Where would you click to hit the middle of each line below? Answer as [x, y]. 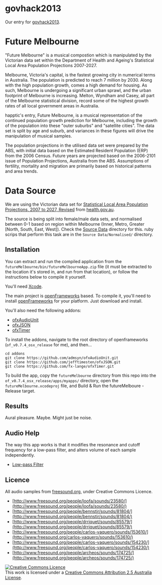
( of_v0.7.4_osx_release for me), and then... [49, 345]
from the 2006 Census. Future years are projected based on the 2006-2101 [80, 156]
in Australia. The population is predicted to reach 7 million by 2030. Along [79, 80]
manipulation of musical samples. [38, 136]
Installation [22, 250]
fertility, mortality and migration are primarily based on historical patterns [78, 166]
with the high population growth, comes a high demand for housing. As [76, 85]
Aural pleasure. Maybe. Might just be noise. [49, 418]
